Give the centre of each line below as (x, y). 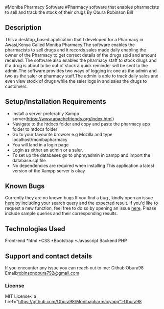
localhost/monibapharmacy (40, 140)
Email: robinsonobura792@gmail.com (42, 273)
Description (23, 28)
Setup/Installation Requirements (56, 102)
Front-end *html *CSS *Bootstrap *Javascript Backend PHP (66, 241)
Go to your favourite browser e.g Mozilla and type (62, 134)
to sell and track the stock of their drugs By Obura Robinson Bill (69, 12)
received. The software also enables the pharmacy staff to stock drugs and (81, 60)
